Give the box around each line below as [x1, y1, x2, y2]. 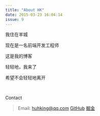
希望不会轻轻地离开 [5, 75, 46, 81]
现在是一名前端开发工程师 [5, 42, 59, 48]
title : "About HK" [5, 7, 44, 13]
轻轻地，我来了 [5, 64, 37, 70]
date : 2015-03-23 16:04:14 [5, 12, 63, 17]
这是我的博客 [5, 53, 32, 59]
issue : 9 [5, 17, 24, 22]
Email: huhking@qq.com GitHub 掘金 [17, 105, 95, 111]
